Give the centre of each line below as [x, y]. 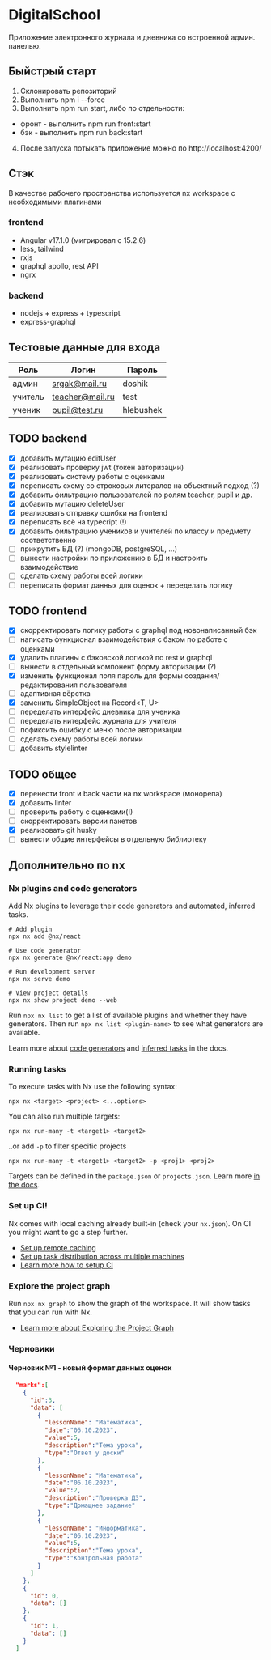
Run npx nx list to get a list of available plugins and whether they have [128, 1015]
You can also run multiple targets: [64, 1117]
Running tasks [37, 1068]
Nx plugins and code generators [73, 888]
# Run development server [52, 972]
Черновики [32, 1348]
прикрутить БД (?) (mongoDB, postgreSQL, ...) [99, 549]
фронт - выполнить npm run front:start [85, 124]
